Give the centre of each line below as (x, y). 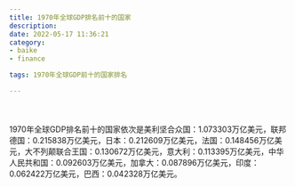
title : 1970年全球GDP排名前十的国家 (70, 17)
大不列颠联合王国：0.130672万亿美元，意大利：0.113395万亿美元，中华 (154, 151)
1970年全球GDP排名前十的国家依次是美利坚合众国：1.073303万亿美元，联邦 (148, 129)
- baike (24, 51)
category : (28, 42)
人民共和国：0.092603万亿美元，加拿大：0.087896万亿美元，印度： (134, 163)
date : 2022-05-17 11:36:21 (59, 34)
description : (33, 26)
